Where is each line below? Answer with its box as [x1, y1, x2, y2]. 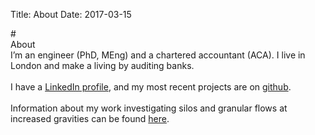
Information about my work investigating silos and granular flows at [10, 102, 288, 114]
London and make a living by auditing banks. [10, 60, 195, 71]
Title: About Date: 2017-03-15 [10, 9, 132, 20]
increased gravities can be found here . [10, 113, 170, 124]
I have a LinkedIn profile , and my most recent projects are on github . [10, 81, 292, 93]
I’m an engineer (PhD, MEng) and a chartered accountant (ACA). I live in [10, 49, 306, 61]
